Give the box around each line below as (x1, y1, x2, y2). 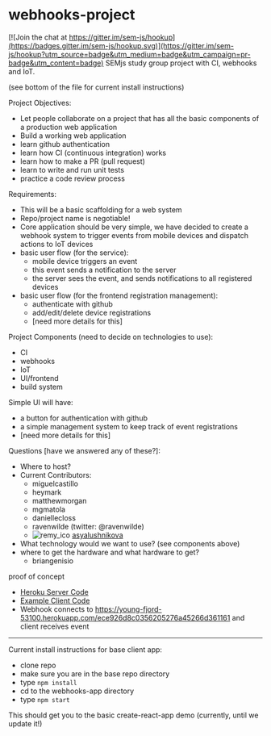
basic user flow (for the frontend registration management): (19, 291, 219, 300)
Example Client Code (19, 596, 90, 605)
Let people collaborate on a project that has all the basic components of (19, 113, 260, 123)
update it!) (8, 718, 43, 728)
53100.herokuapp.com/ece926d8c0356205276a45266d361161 (19, 613, 231, 622)
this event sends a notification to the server (31, 265, 177, 274)
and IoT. (8, 66, 35, 76)
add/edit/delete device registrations (31, 307, 152, 317)
